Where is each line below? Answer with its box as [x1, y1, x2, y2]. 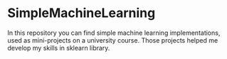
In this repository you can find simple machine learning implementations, [7, 28, 221, 37]
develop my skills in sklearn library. [7, 43, 110, 52]
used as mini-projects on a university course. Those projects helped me [7, 36, 218, 44]
